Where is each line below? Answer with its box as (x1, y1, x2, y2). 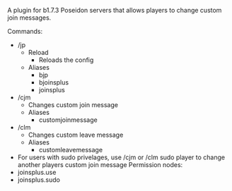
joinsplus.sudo (17, 175, 60, 184)
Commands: (7, 27, 43, 35)
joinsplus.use (17, 168, 57, 176)
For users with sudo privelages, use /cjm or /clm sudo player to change (17, 153, 225, 161)
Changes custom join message (28, 101, 119, 109)
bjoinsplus (38, 78, 69, 87)
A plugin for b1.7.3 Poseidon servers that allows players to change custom (7, 6, 222, 14)
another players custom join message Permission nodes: (17, 161, 183, 168)
